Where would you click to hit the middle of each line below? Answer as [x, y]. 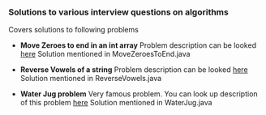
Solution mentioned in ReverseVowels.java [91, 79]
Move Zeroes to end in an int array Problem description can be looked [138, 45]
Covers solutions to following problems [74, 30]
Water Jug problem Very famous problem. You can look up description [139, 94]
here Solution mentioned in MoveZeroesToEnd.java [105, 54]
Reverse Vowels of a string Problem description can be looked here [134, 70]
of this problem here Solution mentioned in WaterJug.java [116, 103]
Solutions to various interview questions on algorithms [118, 12]
